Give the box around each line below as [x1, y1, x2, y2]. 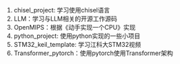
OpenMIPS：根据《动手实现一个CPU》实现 [13, 23, 136, 31]
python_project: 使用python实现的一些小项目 [13, 32, 141, 40]
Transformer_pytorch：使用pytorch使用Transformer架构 [13, 49, 174, 57]
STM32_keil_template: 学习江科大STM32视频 [13, 41, 141, 48]
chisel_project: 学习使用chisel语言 [13, 6, 110, 14]
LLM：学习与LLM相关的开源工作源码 [13, 14, 117, 23]
